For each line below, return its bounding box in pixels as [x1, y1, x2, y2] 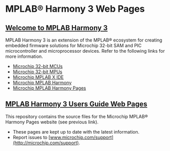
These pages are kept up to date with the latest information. [12, 128, 140, 135]
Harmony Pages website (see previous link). [5, 119, 99, 125]
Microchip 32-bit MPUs [12, 69, 63, 75]
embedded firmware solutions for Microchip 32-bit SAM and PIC [5, 42, 142, 49]
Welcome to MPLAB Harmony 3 [5, 24, 108, 32]
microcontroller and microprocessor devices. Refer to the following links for [5, 48, 165, 54]
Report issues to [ [12, 134, 50, 140]
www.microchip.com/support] [50, 134, 114, 140]
